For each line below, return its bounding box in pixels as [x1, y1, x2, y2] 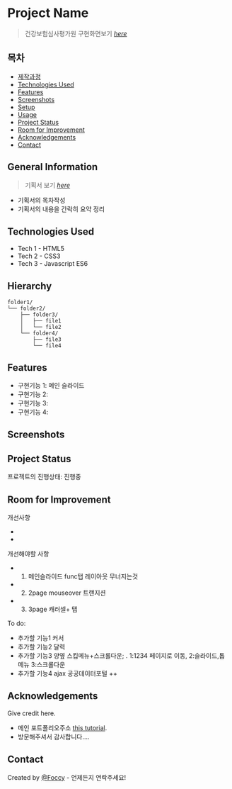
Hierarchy [7, 280, 52, 292]
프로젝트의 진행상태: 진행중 [7, 473, 81, 481]
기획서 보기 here [24, 181, 71, 189]
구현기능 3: [17, 399, 48, 407]
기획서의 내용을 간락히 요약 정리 [17, 204, 105, 213]
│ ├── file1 [20, 318, 62, 325]
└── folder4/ [20, 330, 59, 337]
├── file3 [33, 336, 62, 343]
